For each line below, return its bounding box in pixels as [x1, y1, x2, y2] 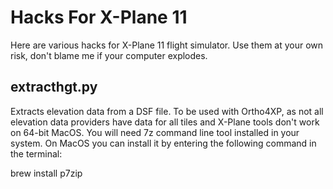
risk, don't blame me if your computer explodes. [10, 49, 208, 61]
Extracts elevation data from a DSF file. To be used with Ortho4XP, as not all [10, 105, 324, 117]
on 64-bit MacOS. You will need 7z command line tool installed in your [10, 126, 300, 138]
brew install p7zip [10, 167, 83, 179]
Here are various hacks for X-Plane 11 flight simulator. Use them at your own [10, 39, 324, 51]
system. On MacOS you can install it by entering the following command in [10, 137, 317, 149]
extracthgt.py [10, 79, 98, 96]
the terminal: [10, 147, 63, 160]
